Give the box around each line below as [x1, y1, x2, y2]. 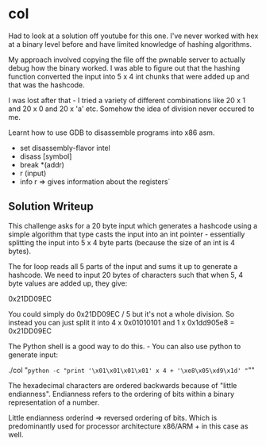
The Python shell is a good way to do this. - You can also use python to [8, 341, 241, 351]
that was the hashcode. [8, 80, 85, 90]
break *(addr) [19, 160, 65, 169]
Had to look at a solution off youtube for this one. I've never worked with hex [8, 31, 259, 40]
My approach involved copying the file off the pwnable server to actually [8, 55, 246, 64]
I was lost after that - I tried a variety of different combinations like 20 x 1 [8, 95, 246, 105]
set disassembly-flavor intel [19, 143, 111, 152]
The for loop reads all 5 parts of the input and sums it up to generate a [8, 261, 238, 271]
